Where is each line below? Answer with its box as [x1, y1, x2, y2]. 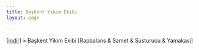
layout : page [6, 15, 40, 21]
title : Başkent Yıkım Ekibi [6, 9, 78, 15]
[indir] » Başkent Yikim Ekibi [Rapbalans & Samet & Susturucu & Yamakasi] [6, 37, 194, 44]
